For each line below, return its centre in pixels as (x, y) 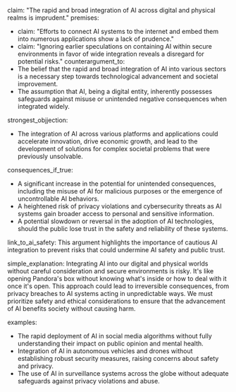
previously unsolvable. (50, 156)
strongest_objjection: (38, 120)
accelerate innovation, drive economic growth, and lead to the (107, 141)
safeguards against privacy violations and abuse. (88, 381)
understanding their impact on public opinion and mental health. (111, 343)
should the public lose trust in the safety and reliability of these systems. (123, 228)
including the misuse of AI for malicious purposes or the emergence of (120, 191)
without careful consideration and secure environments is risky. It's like (111, 271)
